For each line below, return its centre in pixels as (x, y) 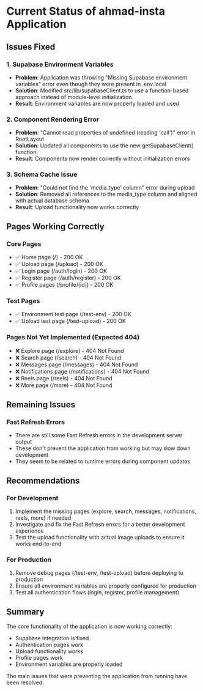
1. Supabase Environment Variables (60, 64)
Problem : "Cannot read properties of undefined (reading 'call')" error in (105, 133)
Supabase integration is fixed (52, 638)
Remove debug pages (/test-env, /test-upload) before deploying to (99, 573)
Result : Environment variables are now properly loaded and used (97, 103)
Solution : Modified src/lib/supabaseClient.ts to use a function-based (102, 91)
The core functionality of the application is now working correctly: (89, 626)
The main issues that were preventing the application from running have (97, 676)
